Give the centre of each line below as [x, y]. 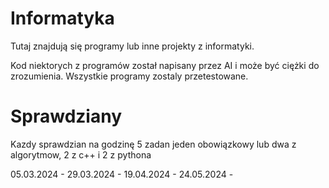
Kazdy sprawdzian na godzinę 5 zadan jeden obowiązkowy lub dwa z [153, 144]
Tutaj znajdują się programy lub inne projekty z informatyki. [132, 46]
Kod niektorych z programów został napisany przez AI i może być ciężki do [165, 65]
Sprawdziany [66, 116]
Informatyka [62, 18]
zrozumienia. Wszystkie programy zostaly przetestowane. [129, 76]
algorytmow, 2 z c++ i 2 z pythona [81, 154]
